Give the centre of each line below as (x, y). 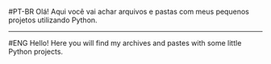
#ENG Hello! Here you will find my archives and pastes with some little (125, 43)
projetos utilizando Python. (53, 20)
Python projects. (35, 52)
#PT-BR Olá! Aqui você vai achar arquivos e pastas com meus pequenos (129, 12)
